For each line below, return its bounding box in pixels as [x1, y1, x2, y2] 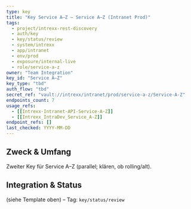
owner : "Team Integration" [6, 70, 73, 76]
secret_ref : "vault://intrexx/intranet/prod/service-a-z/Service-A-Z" [6, 92, 186, 98]
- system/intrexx [11, 42, 55, 48]
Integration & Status [6, 180, 82, 191]
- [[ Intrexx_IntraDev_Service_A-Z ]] [11, 114, 103, 120]
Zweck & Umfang [6, 147, 72, 157]
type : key [6, 8, 31, 15]
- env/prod [11, 53, 39, 59]
